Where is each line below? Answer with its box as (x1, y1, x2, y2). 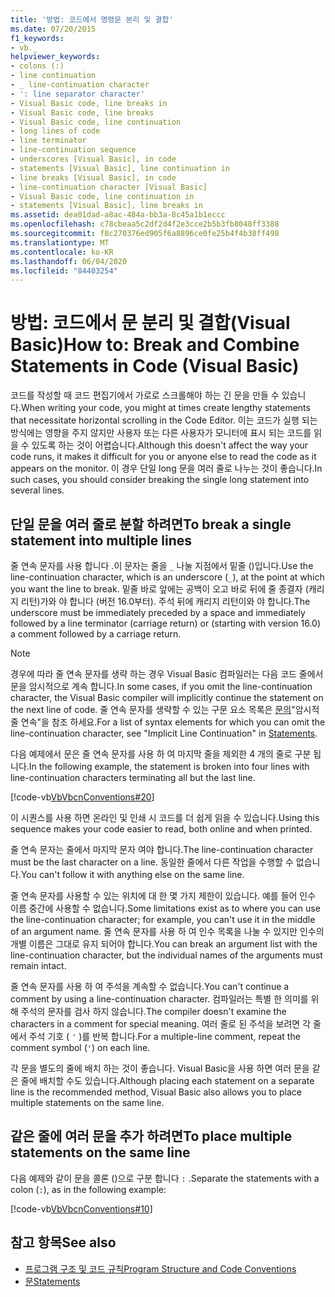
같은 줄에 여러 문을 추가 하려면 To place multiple (10, 1128, 293, 1145)
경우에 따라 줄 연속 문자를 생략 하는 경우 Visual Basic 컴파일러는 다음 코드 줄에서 (10, 668, 324, 680)
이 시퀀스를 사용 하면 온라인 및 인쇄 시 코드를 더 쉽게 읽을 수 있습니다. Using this (10, 812, 320, 823)
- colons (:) (10, 61, 65, 71)
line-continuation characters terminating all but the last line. (10, 772, 256, 783)
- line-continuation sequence (10, 145, 137, 155)
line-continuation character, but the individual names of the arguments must (10, 949, 323, 961)
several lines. (10, 484, 65, 496)
